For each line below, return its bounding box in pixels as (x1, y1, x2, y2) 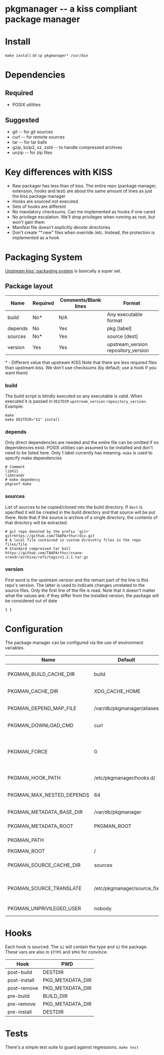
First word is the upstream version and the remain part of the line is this (5, 577, 149, 583)
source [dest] (107, 333, 138, 340)
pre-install (7, 1008, 32, 1015)
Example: (5, 403, 24, 409)
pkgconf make (5, 482, 32, 487)
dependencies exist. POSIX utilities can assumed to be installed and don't (5, 445, 153, 451)
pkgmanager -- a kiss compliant (5, 3, 138, 15)
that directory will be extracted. (5, 519, 68, 525)
